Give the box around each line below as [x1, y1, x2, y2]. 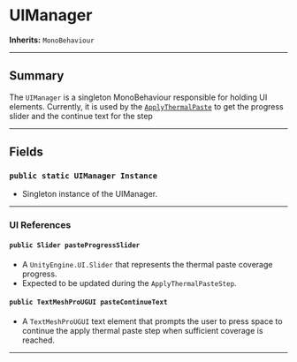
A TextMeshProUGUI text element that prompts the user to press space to [21, 315, 283, 327]
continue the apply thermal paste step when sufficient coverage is [21, 325, 263, 336]
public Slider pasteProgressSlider [9, 240, 141, 250]
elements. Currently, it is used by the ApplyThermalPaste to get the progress [9, 101, 285, 111]
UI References [9, 219, 72, 231]
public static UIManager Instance [9, 171, 157, 181]
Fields [9, 145, 44, 160]
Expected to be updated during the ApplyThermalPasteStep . [21, 277, 237, 288]
